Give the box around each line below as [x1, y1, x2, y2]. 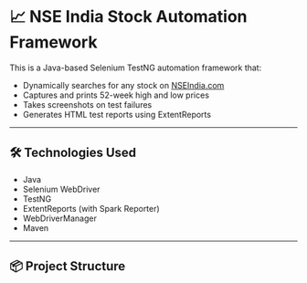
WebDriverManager [22, 213, 98, 224]
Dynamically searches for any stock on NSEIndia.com [22, 79, 225, 90]
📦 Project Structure [9, 258, 126, 274]
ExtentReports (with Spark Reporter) [22, 203, 160, 214]
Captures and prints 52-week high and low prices [22, 89, 210, 100]
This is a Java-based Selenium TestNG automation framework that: [9, 62, 262, 73]
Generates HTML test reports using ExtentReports [22, 109, 212, 120]
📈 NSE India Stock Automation [9, 6, 249, 27]
